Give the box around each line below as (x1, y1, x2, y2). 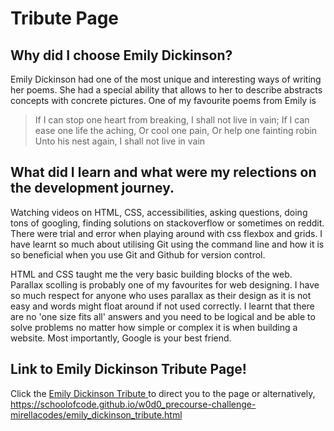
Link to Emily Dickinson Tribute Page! (10, 361, 247, 378)
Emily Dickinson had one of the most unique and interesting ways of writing (10, 73, 322, 85)
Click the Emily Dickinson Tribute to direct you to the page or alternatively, (10, 387, 316, 399)
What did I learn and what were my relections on (10, 164, 317, 181)
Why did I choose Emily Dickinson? (10, 47, 233, 64)
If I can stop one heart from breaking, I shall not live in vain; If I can (34, 114, 310, 126)
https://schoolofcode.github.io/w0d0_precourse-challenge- (10, 398, 257, 410)
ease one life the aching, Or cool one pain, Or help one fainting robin (34, 125, 318, 136)
